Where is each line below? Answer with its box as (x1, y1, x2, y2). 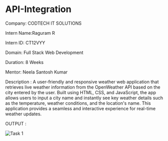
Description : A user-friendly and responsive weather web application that (5, 79, 159, 85)
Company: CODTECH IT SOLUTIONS (5, 20, 82, 26)
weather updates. (5, 111, 42, 117)
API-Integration (5, 4, 72, 15)
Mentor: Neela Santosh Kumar (5, 69, 68, 75)
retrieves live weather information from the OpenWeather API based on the (5, 84, 160, 90)
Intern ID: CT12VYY (5, 39, 45, 46)
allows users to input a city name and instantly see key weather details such (5, 95, 163, 101)
